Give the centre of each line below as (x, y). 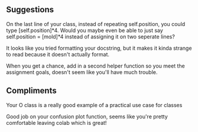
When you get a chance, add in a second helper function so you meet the (95, 66)
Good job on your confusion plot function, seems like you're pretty (87, 116)
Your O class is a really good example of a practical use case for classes (94, 105)
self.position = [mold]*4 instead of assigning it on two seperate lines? (91, 36)
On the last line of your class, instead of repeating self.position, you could (96, 24)
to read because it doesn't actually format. (58, 54)
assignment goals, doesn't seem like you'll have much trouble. (82, 72)
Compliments (32, 91)
